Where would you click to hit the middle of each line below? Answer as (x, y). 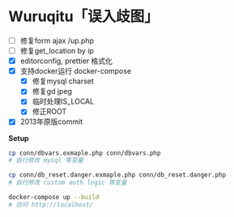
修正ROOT (49, 112)
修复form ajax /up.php (57, 40)
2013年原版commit (51, 121)
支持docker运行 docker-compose (76, 71)
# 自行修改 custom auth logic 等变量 (68, 183)
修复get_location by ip (57, 51)
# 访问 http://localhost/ (51, 204)
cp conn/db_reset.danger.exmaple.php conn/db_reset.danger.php (117, 175)
